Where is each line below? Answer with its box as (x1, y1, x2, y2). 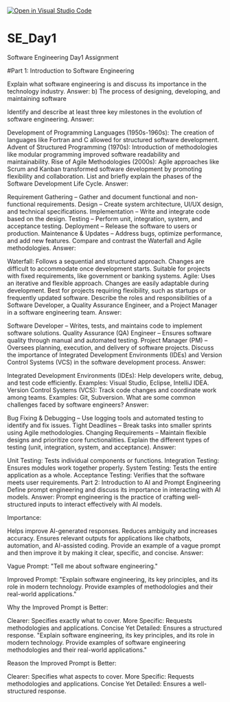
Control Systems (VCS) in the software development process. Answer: (7, 358, 206, 366)
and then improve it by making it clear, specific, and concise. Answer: (7, 548, 204, 556)
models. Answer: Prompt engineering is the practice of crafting (7, 492, 185, 501)
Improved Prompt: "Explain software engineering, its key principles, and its (7, 575, 218, 583)
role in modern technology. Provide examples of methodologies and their (7, 582, 214, 591)
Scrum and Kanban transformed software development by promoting (7, 165, 203, 173)
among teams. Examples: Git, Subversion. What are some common (7, 393, 196, 401)
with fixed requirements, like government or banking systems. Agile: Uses (7, 271, 216, 280)
